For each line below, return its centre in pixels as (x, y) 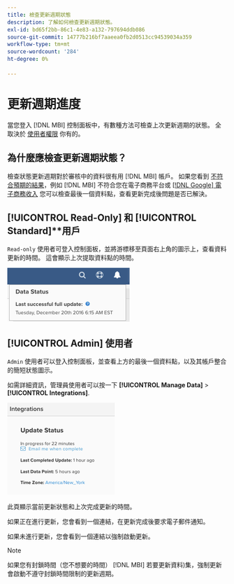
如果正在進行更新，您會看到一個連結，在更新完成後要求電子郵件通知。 (108, 522)
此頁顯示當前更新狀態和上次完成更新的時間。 (72, 507)
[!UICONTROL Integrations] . (49, 393)
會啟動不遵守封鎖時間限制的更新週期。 (62, 573)
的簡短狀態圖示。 (32, 370)
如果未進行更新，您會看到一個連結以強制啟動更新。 (81, 536)
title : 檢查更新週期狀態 (39, 15)
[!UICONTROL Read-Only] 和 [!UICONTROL (102, 217)
